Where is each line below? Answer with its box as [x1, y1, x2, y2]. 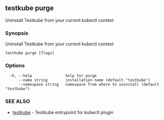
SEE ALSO [5, 98, 30, 105]
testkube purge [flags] [5, 51, 55, 56]
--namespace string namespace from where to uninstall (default [18, 82, 160, 87]
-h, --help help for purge [9, 73, 97, 79]
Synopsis [5, 29, 28, 36]
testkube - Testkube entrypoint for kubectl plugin [12, 109, 114, 115]
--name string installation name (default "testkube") [18, 78, 151, 83]
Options [5, 62, 25, 69]
